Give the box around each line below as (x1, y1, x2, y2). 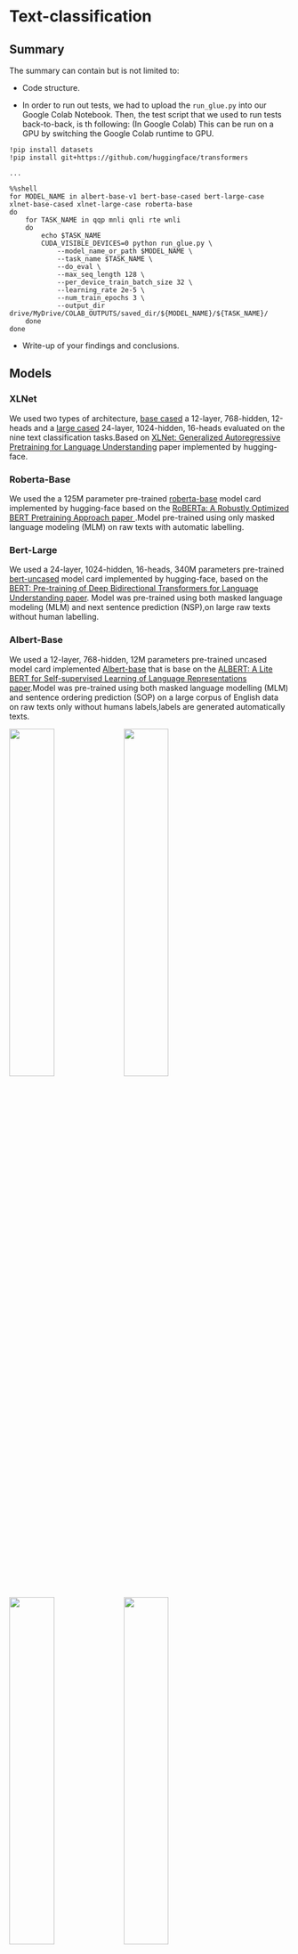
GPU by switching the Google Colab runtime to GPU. (21, 128, 214, 139)
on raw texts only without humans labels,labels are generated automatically (9, 701, 286, 712)
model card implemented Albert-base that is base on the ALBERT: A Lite (9, 664, 273, 674)
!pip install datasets (9, 145, 93, 154)
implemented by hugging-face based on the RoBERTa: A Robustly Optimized (9, 502, 289, 513)
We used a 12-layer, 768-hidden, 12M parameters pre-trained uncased (9, 654, 267, 664)
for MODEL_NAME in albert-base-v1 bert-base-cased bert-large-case (9, 192, 265, 201)
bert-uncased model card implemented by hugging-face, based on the (9, 574, 269, 584)
